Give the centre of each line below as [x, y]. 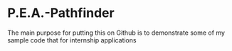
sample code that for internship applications [72, 40]
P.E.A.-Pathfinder [61, 13]
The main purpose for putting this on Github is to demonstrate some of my [116, 33]
